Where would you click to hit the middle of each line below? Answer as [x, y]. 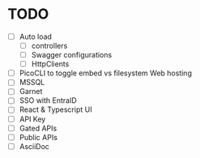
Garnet [31, 92]
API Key [32, 119]
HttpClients [50, 64]
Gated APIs [38, 128]
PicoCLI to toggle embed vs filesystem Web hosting [105, 73]
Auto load [35, 36]
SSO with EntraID [48, 100]
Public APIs [38, 137]
